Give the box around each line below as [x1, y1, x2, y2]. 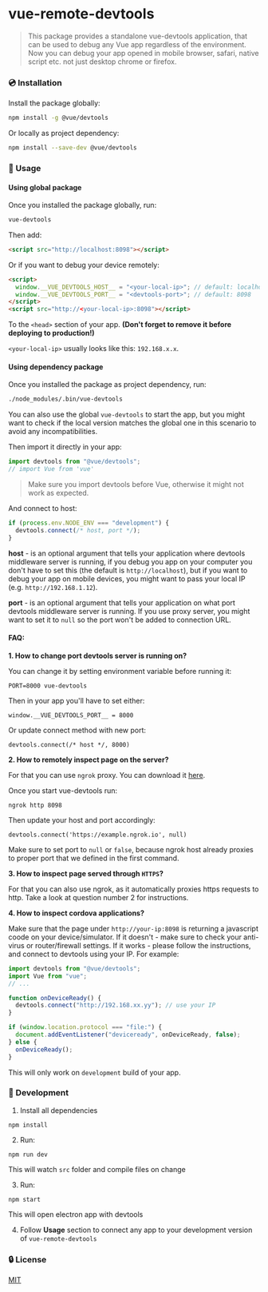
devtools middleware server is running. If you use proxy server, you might [8, 606, 250, 616]
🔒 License [8, 1254, 47, 1265]
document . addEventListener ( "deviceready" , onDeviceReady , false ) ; [15, 1031, 241, 1039]
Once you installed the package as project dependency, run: [8, 380, 207, 389]
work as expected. [27, 488, 89, 498]
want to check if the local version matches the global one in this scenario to [8, 418, 257, 428]
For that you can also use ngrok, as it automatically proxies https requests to [8, 884, 259, 894]
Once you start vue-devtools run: [8, 785, 118, 796]
